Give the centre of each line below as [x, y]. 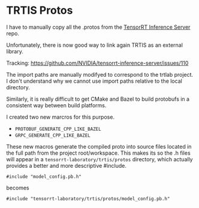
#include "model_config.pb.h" [44, 177]
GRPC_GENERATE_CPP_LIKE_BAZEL [53, 135]
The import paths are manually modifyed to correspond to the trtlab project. [100, 74]
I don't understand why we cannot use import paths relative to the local [94, 81]
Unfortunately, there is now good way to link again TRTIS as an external [94, 45]
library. [15, 51]
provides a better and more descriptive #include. [67, 165]
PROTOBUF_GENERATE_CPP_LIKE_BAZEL [58, 129]
